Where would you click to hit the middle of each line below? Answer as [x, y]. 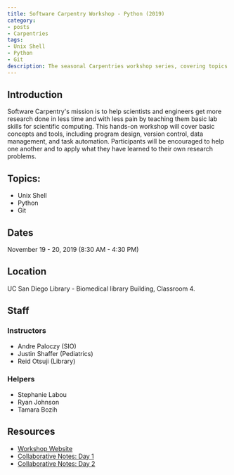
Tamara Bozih [37, 410]
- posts [19, 27]
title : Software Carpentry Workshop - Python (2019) [86, 14]
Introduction [35, 95]
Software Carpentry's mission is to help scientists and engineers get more [115, 112]
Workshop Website [45, 448]
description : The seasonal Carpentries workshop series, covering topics [118, 66]
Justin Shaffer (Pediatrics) [55, 353]
